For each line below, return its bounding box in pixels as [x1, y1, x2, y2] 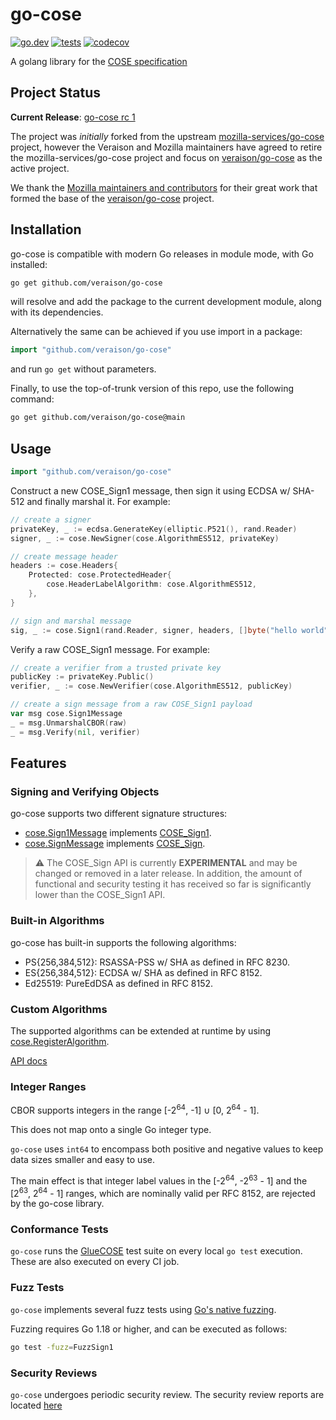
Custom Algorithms [10, 1002, 108, 1016]
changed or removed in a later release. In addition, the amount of [34, 868, 303, 880]
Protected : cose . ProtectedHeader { [28, 570, 172, 580]
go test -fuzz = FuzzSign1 [10, 1342, 114, 1352]
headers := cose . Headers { [10, 561, 118, 571]
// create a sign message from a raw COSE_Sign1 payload [10, 699, 253, 710]
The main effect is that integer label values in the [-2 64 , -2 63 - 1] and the [10, 1173, 308, 1187]
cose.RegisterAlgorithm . [10, 1035, 110, 1047]
